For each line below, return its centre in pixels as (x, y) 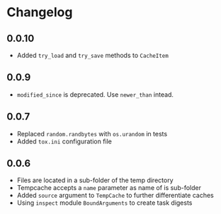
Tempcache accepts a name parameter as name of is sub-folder (109, 188)
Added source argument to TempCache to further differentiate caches (115, 196)
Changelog (40, 12)
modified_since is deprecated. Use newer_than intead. (95, 94)
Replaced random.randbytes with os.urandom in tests (92, 133)
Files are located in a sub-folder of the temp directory (95, 180)
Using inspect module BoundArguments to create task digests (104, 203)
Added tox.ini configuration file (64, 141)
